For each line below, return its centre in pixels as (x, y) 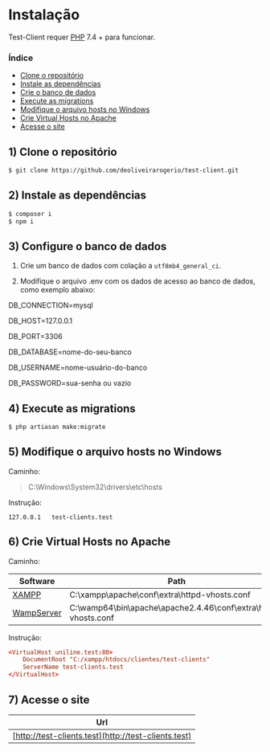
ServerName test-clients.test (74, 667)
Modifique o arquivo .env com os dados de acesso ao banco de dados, (137, 281)
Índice (21, 58)
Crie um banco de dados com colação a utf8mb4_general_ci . (121, 266)
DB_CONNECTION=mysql (51, 305)
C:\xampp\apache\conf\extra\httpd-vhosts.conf (160, 595)
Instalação (44, 15)
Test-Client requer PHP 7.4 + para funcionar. (82, 37)
